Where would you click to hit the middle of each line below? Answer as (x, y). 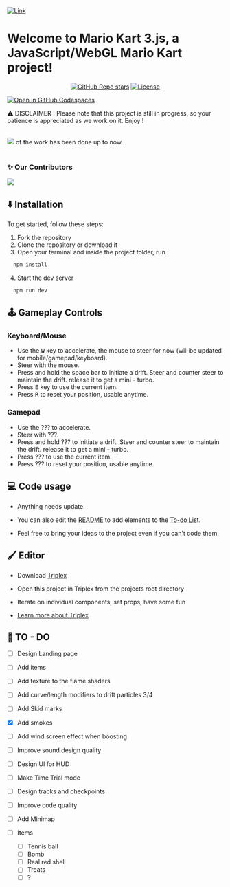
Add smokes (35, 723)
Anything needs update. (51, 506)
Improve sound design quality (59, 750)
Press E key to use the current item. (67, 387)
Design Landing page (47, 654)
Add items (32, 668)
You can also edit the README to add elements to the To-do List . (109, 520)
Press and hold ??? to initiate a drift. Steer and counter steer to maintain (118, 442)
